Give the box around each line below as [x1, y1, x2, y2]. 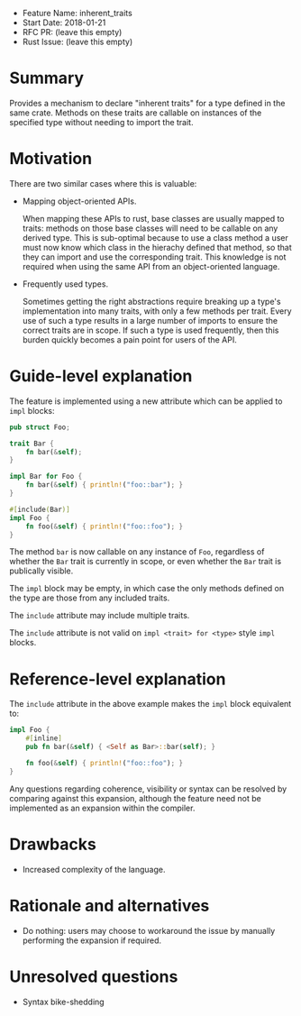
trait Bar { [9, 439, 54, 448]
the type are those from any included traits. [9, 592, 170, 603]
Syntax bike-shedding [22, 996, 105, 1007]
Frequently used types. [22, 279, 109, 289]
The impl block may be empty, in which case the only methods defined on [9, 583, 285, 594]
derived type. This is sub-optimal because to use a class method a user [22, 232, 288, 243]
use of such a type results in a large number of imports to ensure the [22, 315, 278, 325]
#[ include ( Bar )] [9, 505, 70, 514]
